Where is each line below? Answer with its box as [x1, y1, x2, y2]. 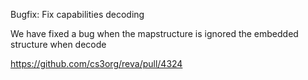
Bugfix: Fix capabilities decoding [10, 9, 145, 20]
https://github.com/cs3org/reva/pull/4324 [10, 58, 183, 69]
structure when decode [10, 39, 107, 50]
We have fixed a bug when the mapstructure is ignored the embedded [10, 28, 299, 39]
